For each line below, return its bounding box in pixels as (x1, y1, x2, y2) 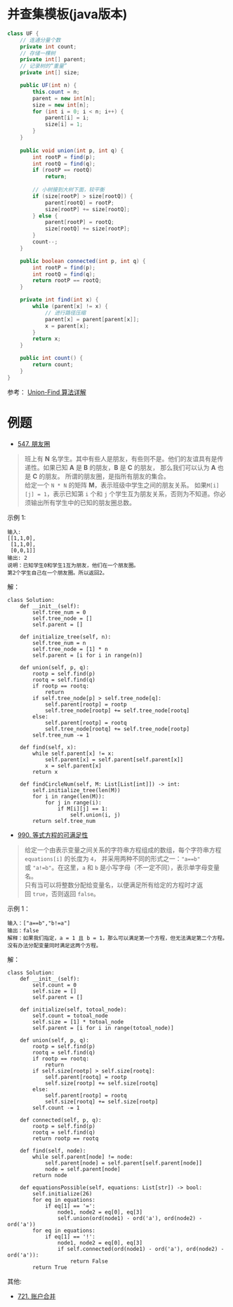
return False (69, 1257, 109, 1265)
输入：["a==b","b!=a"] (7, 920, 71, 927)
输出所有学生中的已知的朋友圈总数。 (30, 498, 135, 507)
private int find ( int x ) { (20, 296, 99, 304)
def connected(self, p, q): (20, 1116, 102, 1123)
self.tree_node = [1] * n (32, 645, 109, 652)
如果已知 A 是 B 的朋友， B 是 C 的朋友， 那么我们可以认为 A (43, 463, 216, 471)
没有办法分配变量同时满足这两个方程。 (7, 941, 102, 949)
